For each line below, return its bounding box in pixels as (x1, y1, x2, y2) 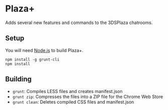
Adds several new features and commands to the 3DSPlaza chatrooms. (5, 19, 153, 25)
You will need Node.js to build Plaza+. (5, 47, 84, 53)
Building (5, 75, 32, 83)
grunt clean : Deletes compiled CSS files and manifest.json (12, 98, 134, 105)
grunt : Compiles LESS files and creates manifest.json (12, 88, 123, 94)
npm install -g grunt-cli (5, 57, 59, 62)
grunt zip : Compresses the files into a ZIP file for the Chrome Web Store (12, 93, 163, 99)
